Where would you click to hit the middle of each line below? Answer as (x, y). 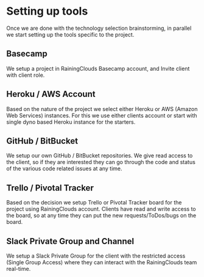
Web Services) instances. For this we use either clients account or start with (102, 115)
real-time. (19, 269)
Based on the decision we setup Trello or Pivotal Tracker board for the (94, 203)
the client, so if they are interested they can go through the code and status (101, 162)
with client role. (26, 75)
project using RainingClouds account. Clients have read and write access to (101, 209)
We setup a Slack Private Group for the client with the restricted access (96, 256)
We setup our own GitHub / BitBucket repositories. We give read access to (100, 156)
